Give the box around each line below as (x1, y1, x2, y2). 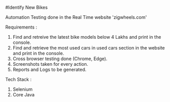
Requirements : (5, 24, 37, 30)
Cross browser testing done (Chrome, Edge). (12, 56, 108, 62)
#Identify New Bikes (5, 5, 48, 10)
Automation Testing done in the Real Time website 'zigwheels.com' (5, 14, 147, 20)
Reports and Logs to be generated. (12, 66, 87, 72)
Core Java (12, 92, 35, 97)
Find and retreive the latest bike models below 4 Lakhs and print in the (12, 34, 161, 40)
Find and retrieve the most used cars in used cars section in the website (12, 45, 165, 50)
